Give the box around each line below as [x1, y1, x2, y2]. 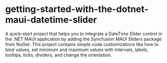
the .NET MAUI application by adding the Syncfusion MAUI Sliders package [5, 36, 162, 42]
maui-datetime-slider [5, 14, 97, 25]
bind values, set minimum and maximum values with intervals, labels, [5, 46, 149, 52]
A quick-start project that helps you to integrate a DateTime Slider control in [5, 30, 162, 36]
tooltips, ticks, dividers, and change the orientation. [5, 51, 112, 58]
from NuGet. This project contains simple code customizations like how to [5, 41, 159, 47]
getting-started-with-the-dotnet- [5, 3, 149, 15]
